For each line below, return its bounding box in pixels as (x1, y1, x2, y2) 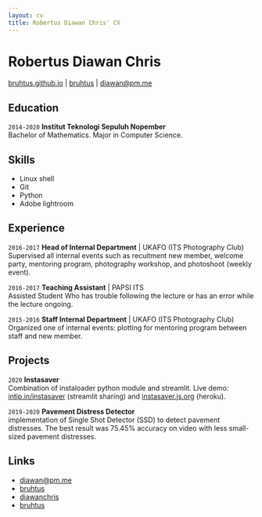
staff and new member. (8, 331, 83, 340)
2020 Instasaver (8, 374, 60, 384)
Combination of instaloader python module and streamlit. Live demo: (8, 383, 229, 392)
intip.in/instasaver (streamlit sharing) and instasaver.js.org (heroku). (8, 391, 226, 401)
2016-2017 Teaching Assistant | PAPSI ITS (8, 282, 145, 292)
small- (228, 423, 249, 432)
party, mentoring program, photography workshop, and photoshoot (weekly (8, 259, 253, 268)
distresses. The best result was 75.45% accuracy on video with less (8, 423, 228, 432)
